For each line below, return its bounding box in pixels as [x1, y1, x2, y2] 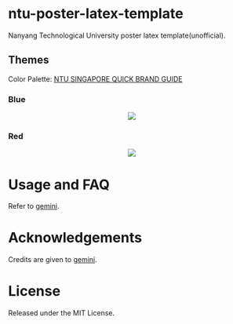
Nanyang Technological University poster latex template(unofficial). [8, 31, 226, 40]
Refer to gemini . [8, 202, 60, 211]
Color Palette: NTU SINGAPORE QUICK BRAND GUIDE [8, 74, 183, 83]
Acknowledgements [8, 229, 143, 247]
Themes [8, 53, 49, 67]
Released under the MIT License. [8, 308, 115, 318]
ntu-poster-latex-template [8, 5, 184, 23]
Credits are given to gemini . [8, 255, 98, 264]
